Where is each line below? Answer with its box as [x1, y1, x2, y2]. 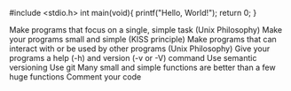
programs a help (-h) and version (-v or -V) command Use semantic [9, 53, 257, 63]
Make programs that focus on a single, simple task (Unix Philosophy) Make [9, 25, 283, 34]
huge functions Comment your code [9, 72, 142, 82]
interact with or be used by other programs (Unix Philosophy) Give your [9, 43, 271, 54]
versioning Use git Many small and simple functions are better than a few [9, 62, 277, 72]
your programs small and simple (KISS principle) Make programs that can [9, 34, 277, 44]
